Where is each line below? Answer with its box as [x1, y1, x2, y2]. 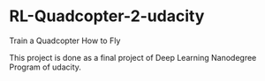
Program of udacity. [9, 62, 82, 72]
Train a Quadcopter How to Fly [9, 35, 121, 46]
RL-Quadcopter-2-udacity [9, 6, 205, 26]
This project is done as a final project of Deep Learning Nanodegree [9, 52, 257, 63]
